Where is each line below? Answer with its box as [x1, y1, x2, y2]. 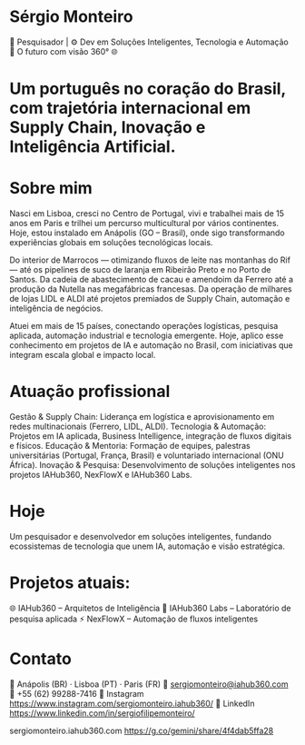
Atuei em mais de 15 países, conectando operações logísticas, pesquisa [9, 321, 279, 332]
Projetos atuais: [9, 572, 131, 593]
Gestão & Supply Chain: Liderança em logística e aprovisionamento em [9, 412, 275, 422]
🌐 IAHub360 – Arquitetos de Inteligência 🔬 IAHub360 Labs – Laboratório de [9, 602, 291, 613]
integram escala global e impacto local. [9, 350, 156, 361]
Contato [9, 649, 73, 670]
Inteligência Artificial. [9, 136, 176, 157]
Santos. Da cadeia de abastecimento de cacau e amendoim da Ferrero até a [9, 274, 293, 285]
